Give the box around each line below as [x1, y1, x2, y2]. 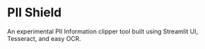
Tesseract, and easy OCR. [7, 34, 81, 42]
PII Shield [7, 5, 62, 20]
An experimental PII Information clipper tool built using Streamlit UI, [7, 27, 198, 35]
